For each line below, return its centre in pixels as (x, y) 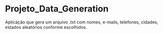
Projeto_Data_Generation (57, 9)
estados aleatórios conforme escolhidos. (46, 27)
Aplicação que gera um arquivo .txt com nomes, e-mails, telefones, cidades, (82, 22)
